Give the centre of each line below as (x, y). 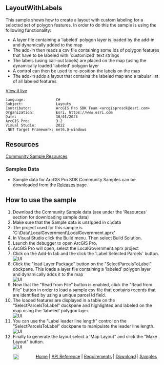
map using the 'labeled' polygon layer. (51, 310)
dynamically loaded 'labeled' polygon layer (56, 65)
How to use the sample (41, 200)
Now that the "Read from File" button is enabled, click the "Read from (82, 284)
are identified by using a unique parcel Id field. (59, 295)
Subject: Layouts (38, 104)
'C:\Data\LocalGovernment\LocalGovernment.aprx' (64, 233)
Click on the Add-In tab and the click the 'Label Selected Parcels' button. (86, 253)
